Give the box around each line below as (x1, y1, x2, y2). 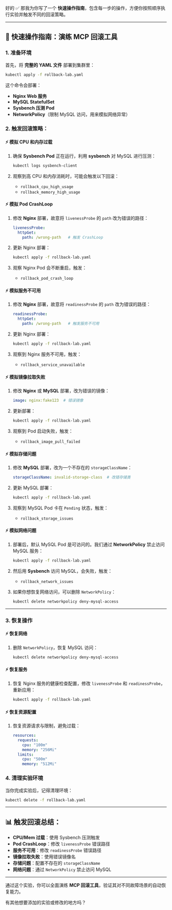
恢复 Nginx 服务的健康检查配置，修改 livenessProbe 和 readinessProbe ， (12, 680, 165, 687)
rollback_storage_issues (20, 516, 74, 521)
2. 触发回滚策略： (5, 125, 49, 132)
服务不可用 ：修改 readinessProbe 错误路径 (12, 847, 101, 854)
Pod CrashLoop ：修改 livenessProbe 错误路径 (12, 841, 110, 847)
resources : (12, 733, 36, 738)
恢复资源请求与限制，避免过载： (12, 722, 80, 729)
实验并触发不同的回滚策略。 (9, 11, 68, 17)
